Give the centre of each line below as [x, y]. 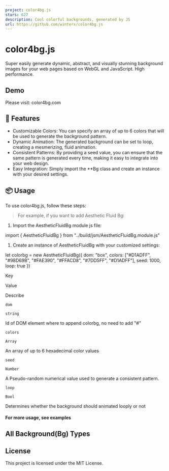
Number [12, 369]
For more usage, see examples [38, 418]
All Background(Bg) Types [48, 434]
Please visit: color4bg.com [33, 103]
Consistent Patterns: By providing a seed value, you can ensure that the [88, 152]
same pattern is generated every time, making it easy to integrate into [85, 158]
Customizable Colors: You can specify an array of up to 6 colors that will [88, 131]
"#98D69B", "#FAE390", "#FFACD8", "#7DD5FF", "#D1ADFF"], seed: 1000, [83, 260]
